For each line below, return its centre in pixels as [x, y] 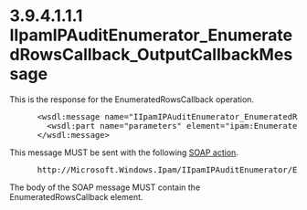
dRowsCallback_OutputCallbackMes [151, 55]
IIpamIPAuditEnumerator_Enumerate [151, 35]
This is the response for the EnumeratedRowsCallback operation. [132, 99]
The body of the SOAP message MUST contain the [105, 187]
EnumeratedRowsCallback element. [76, 196]
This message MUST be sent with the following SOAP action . [124, 152]
